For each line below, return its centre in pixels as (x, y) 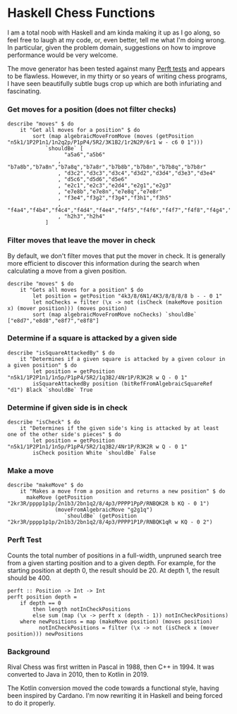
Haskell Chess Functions (81, 13)
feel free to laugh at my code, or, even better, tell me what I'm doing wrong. (117, 39)
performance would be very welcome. (63, 55)
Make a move (31, 471)
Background (29, 651)
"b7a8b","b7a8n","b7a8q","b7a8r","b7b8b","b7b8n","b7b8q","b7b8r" (107, 167)
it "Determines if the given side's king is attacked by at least (120, 429)
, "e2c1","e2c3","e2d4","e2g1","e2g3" (115, 186)
